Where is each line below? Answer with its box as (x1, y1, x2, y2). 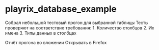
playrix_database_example (5, 3, 117, 15)
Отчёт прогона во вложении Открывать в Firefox (5, 39, 107, 45)
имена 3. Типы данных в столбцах (5, 30, 77, 36)
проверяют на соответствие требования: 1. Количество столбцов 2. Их (5, 25, 155, 30)
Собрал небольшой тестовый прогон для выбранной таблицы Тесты (5, 20, 149, 25)
